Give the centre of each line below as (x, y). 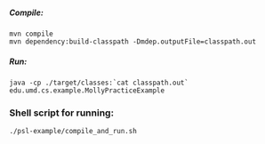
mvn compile (31, 34)
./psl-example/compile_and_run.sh (73, 132)
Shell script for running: (61, 113)
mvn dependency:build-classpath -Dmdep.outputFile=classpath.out (132, 41)
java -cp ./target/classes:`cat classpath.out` (99, 83)
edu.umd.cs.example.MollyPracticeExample (87, 90)
